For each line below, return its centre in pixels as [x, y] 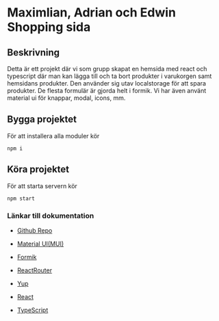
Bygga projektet [42, 119]
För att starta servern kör [42, 185]
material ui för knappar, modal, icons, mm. [66, 98]
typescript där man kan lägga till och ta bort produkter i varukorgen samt [109, 76]
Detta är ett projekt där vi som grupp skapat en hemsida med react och [107, 69]
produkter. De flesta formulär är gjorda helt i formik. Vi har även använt [107, 91]
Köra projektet [38, 169]
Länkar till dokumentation [51, 216]
